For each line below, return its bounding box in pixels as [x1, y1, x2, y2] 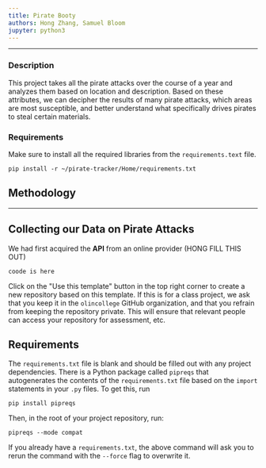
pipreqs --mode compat [8, 429, 83, 437]
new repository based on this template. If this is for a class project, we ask [8, 290, 251, 299]
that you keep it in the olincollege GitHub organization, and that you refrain [8, 298, 255, 308]
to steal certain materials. [8, 112, 91, 121]
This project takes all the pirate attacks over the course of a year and [8, 78, 234, 87]
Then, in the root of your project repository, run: [8, 413, 165, 423]
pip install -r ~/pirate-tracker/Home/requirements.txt [8, 164, 196, 173]
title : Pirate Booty [8, 11, 77, 20]
